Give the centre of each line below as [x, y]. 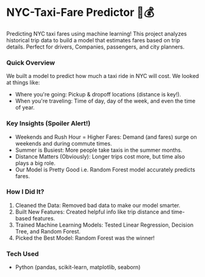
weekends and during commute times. [63, 143]
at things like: [23, 83]
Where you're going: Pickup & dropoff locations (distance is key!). [98, 95]
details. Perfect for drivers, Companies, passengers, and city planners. [95, 47]
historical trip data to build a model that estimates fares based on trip [93, 40]
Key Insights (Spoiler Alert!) [48, 123]
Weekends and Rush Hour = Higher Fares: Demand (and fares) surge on [106, 137]
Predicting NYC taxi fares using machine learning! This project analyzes [97, 33]
